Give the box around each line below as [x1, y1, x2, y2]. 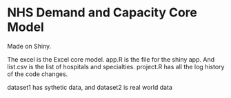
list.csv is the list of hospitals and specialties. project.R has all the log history [7, 62, 225, 71]
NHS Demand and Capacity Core [7, 5, 198, 21]
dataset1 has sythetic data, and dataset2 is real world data [7, 83, 172, 91]
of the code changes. [7, 70, 68, 78]
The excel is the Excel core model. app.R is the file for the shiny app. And [7, 55, 215, 63]
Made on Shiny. [7, 42, 52, 50]
